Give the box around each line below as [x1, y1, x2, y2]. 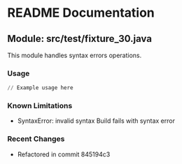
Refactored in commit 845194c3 [17, 150, 111, 158]
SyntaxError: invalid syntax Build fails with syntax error [17, 117, 175, 125]
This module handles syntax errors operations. [7, 51, 142, 59]
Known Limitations [7, 101, 73, 111]
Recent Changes [7, 134, 65, 144]
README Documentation [7, 5, 155, 21]
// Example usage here [7, 84, 73, 91]
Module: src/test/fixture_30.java [7, 33, 153, 45]
